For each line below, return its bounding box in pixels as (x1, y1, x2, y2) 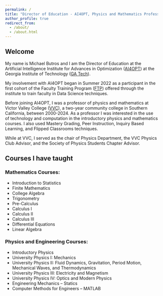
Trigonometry (12, 195, 40, 201)
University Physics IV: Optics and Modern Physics (12, 275, 112, 281)
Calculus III (12, 216, 34, 222)
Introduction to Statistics (12, 180, 62, 186)
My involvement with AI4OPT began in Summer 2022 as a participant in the (5, 80, 156, 86)
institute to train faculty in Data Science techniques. (5, 90, 108, 96)
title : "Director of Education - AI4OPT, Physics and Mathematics (5, 12, 142, 16)
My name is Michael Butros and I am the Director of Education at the (5, 60, 142, 66)
